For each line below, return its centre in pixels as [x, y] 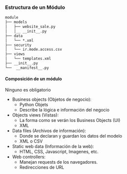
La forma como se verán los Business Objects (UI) [70, 120]
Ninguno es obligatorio [28, 90]
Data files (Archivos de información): [49, 131]
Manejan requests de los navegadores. [58, 162]
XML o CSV [31, 141]
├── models [16, 22]
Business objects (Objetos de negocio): [52, 99]
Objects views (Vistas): [35, 115]
